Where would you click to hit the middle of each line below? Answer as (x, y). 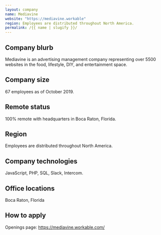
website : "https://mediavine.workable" (46, 19)
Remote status (28, 107)
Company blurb (29, 48)
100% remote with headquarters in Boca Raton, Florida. (60, 119)
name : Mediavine (21, 14)
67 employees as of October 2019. (40, 91)
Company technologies (41, 161)
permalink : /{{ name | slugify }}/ (41, 28)
